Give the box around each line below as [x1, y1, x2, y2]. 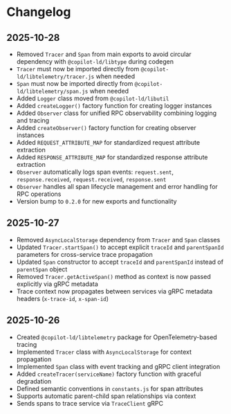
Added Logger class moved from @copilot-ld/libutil [16, 94, 169, 102]
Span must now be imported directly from [16, 80, 133, 87]
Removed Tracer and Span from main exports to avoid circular [16, 50, 192, 58]
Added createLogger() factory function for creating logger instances [16, 102, 212, 109]
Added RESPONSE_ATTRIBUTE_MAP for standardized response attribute [16, 153, 208, 161]
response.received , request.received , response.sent [16, 175, 167, 183]
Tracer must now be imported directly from [16, 65, 140, 73]
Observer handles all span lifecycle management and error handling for [16, 183, 219, 190]
